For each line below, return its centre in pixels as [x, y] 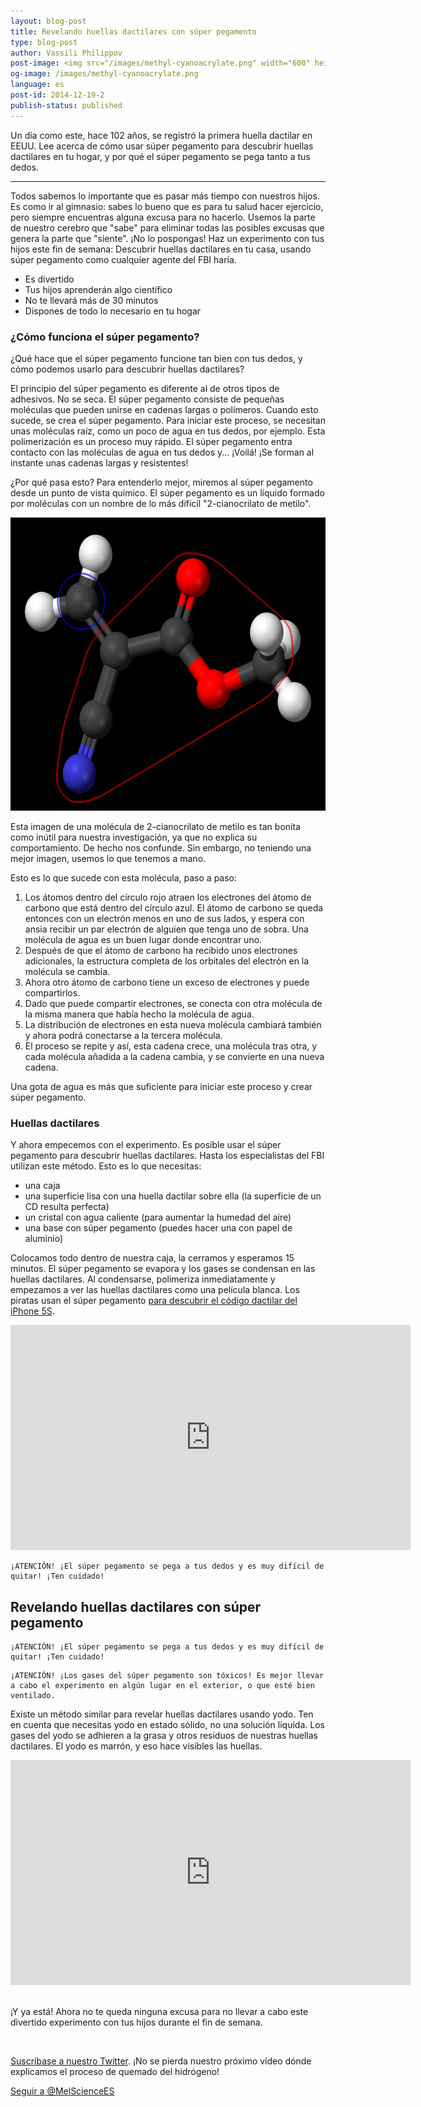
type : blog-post [44, 42]
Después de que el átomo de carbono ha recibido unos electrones [161, 950]
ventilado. [33, 1696]
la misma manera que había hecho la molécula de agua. [139, 1014]
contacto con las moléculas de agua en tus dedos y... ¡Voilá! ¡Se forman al [162, 452]
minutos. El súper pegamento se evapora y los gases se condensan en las [163, 1269]
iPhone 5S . [32, 1311]
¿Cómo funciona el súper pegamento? [105, 337]
